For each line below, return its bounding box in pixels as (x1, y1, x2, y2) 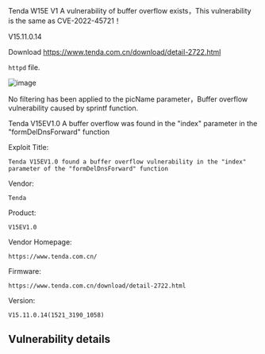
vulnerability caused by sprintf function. (8, 103, 139, 113)
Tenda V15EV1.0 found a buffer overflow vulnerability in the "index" (8, 158, 247, 166)
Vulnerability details (8, 333, 111, 346)
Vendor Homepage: (8, 237, 73, 247)
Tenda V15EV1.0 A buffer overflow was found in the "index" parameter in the (8, 119, 258, 128)
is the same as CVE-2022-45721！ (8, 16, 121, 25)
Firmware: (8, 267, 41, 275)
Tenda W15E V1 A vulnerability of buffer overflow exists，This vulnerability (8, 6, 252, 15)
